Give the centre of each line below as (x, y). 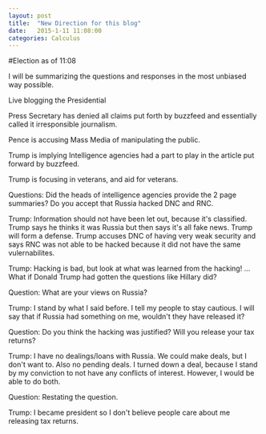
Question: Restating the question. (63, 397)
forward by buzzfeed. (44, 164)
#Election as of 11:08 (42, 61)
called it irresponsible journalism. (63, 124)
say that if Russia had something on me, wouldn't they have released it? (127, 316)
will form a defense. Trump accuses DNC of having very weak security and (132, 236)
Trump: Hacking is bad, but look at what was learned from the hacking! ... (129, 268)
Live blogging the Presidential (57, 100)
